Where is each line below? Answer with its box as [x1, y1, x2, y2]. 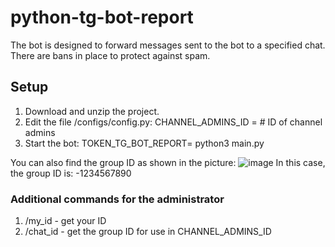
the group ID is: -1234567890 [10, 167, 132, 179]
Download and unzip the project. [24, 105, 160, 117]
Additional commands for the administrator [10, 192, 225, 206]
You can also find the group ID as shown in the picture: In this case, [10, 156, 326, 168]
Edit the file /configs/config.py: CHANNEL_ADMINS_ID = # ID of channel [24, 116, 323, 128]
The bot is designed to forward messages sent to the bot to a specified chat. [10, 39, 326, 51]
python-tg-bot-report [10, 6, 194, 29]
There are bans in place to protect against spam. [10, 49, 211, 61]
